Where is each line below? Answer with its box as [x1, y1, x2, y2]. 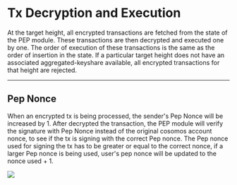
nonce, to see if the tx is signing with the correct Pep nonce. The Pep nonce [7, 134, 229, 143]
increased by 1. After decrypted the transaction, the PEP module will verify [7, 119, 224, 128]
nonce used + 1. [7, 157, 54, 165]
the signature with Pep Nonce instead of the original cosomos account [7, 126, 212, 135]
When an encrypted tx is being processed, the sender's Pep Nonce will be [7, 112, 224, 120]
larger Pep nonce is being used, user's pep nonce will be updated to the [7, 149, 217, 157]
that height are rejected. [7, 66, 78, 74]
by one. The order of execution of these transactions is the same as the [7, 43, 215, 52]
